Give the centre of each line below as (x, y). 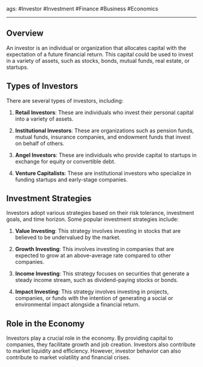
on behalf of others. (40, 143)
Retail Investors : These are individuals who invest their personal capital (104, 112)
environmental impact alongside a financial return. (77, 305)
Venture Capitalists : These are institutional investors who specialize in (103, 173)
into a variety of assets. (44, 119)
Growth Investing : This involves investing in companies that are (95, 249)
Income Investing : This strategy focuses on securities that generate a (102, 273)
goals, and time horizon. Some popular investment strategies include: (93, 219)
